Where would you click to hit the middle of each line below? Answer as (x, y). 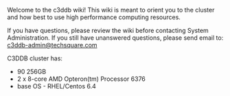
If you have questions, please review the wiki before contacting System (108, 31)
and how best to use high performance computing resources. (94, 17)
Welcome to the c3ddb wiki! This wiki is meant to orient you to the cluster (111, 10)
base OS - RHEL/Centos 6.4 (56, 86)
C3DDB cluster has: (35, 58)
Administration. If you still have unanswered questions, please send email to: (115, 38)
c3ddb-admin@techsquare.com (52, 45)
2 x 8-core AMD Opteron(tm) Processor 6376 (81, 79)
